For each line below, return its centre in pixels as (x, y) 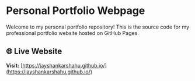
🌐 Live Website (34, 52)
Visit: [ (14, 65)
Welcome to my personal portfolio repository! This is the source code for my (98, 27)
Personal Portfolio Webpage (76, 11)
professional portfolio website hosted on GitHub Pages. (72, 33)
